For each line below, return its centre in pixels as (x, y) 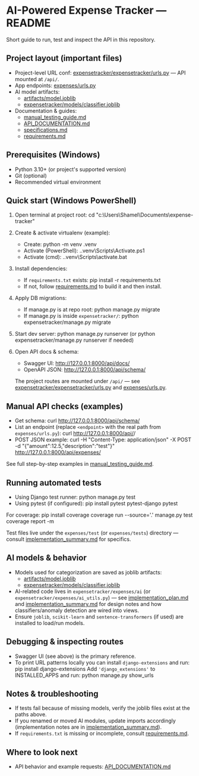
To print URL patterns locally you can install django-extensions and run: (102, 662)
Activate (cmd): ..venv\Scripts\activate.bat (75, 257)
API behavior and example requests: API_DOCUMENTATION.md (93, 766)
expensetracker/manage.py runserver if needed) (74, 340)
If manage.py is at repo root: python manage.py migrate (92, 310)
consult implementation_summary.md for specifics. (69, 539)
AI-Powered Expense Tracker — (86, 10)
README (29, 23)
